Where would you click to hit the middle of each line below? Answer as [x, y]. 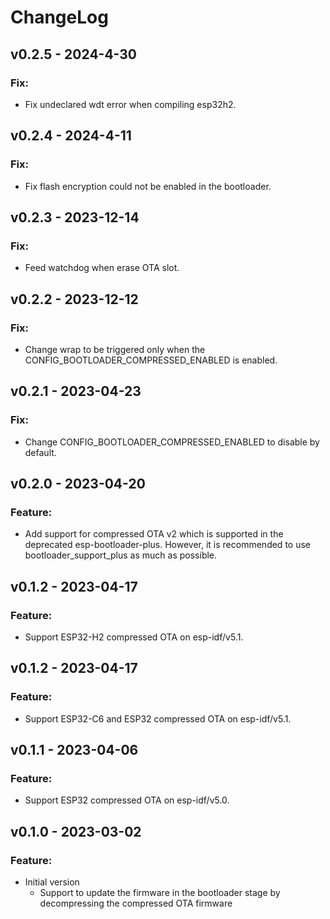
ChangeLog [59, 17]
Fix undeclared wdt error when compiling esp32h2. [130, 104]
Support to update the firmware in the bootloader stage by [160, 893]
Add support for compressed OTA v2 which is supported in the [154, 534]
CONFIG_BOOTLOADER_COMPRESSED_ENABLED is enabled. [151, 360]
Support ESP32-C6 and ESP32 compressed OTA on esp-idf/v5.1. [158, 718]
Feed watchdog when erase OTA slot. [102, 268]
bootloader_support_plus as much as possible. [121, 555]
